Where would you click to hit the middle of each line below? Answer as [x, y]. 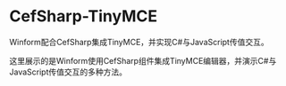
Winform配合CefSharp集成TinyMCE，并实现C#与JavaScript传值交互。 [139, 42]
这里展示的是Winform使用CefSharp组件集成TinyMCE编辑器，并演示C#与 [143, 60]
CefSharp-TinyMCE [84, 16]
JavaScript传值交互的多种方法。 [68, 72]
